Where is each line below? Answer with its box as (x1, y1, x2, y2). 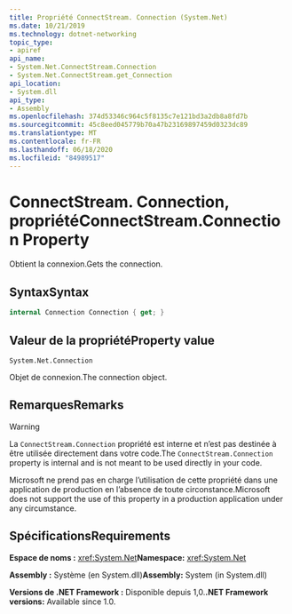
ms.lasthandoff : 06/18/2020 (9, 145, 114, 154)
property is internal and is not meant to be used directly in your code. (9, 457, 263, 467)
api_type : (9, 95, 46, 105)
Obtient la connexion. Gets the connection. (9, 259, 163, 269)
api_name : (9, 54, 46, 63)
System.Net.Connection (9, 356, 93, 365)
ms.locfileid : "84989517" (9, 153, 105, 163)
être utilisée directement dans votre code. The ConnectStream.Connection (9, 448, 273, 459)
